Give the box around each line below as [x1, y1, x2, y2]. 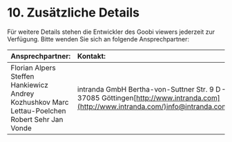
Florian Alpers [10, 63, 57, 72]
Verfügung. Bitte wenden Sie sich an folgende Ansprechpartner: [7, 34, 190, 43]
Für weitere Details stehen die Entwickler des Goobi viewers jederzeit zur [7, 28, 215, 36]
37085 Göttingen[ [77, 93, 137, 103]
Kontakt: [77, 51, 106, 61]
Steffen [10, 71, 35, 81]
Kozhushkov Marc [10, 97, 69, 107]
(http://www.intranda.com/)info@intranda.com [77, 101, 229, 111]
